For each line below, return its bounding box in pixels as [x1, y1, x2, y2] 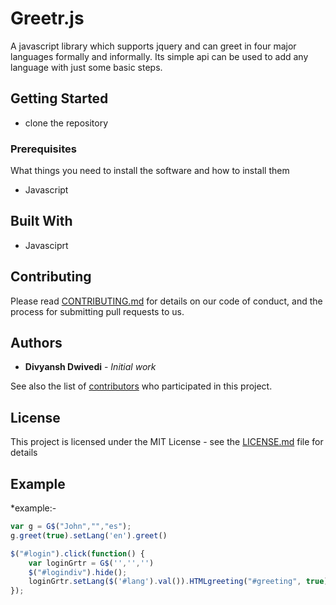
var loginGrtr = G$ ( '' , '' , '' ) [28, 558, 155, 568]
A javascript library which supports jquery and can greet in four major [10, 40, 297, 52]
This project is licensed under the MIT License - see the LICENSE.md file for [10, 436, 324, 448]
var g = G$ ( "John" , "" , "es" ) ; [10, 522, 132, 532]
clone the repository [24, 117, 109, 129]
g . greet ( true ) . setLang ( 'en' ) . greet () [10, 530, 168, 541]
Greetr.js [10, 7, 85, 30]
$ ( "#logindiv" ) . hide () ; [28, 567, 128, 577]
